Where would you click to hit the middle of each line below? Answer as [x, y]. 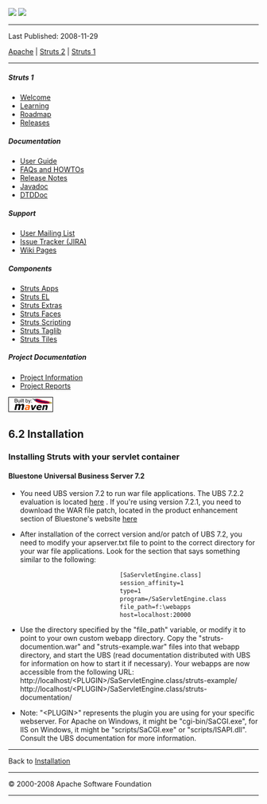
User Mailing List [47, 233]
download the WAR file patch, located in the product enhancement [129, 510]
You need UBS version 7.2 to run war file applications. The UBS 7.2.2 [132, 494]
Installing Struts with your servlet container [94, 457]
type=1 [130, 591]
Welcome [35, 97]
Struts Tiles [39, 339]
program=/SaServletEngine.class [173, 599]
